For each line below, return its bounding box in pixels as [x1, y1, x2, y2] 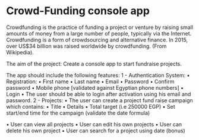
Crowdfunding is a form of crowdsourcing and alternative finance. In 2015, [6, 36, 188, 43]
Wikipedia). [6, 48, 34, 56]
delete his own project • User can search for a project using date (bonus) [6, 127, 185, 134]
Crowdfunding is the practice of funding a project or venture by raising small [6, 24, 194, 31]
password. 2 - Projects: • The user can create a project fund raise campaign [6, 96, 193, 104]
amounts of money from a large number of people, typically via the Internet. [6, 30, 192, 37]
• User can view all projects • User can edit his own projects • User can [6, 121, 182, 128]
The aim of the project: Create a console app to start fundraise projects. [6, 60, 182, 67]
